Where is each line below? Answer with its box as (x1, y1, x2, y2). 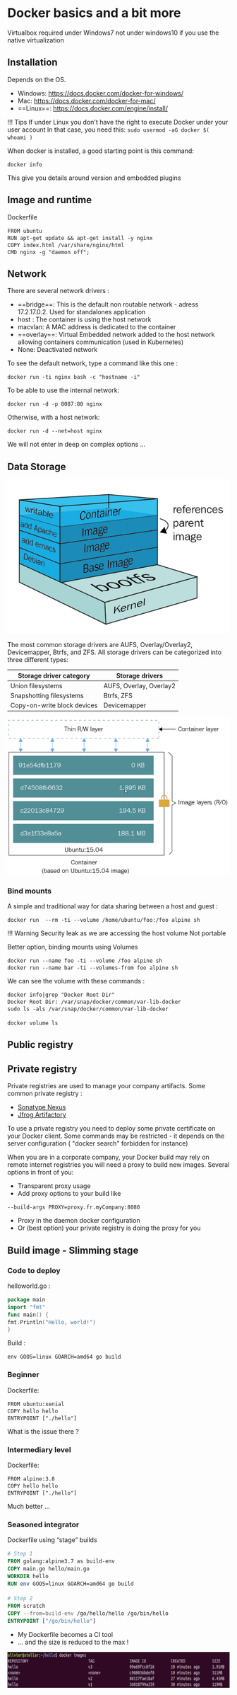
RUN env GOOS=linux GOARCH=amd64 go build (7, 1580, 134, 1587)
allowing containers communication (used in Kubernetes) (17, 338, 184, 346)
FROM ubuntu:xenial (7, 1400, 65, 1408)
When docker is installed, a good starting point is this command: (7, 147, 194, 155)
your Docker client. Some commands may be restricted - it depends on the (7, 1131, 225, 1141)
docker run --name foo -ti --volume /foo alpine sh (7, 957, 162, 964)
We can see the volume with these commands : (7, 977, 145, 986)
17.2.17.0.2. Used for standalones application (17, 308, 146, 316)
